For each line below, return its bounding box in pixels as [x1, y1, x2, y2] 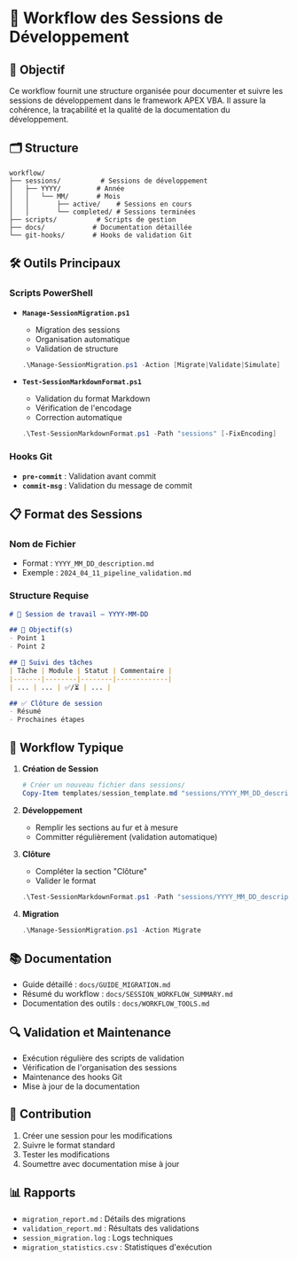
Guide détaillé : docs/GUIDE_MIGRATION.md [21, 979, 171, 990]
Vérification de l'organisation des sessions [21, 1062, 177, 1073]
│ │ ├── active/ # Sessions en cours [9, 200, 192, 208]
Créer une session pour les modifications [21, 1130, 173, 1140]
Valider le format [35, 875, 96, 886]
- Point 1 [9, 634, 46, 643]
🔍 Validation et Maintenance [9, 1024, 171, 1040]
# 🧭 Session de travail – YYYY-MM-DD [9, 609, 149, 619]
